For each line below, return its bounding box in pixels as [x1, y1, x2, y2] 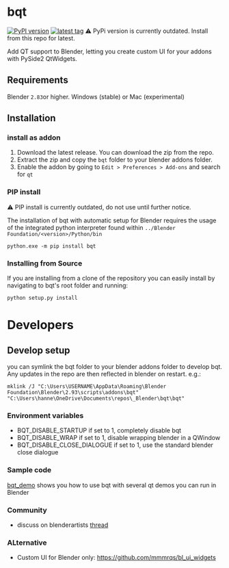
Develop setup [7, 344, 70, 356]
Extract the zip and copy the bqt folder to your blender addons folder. [16, 155, 213, 164]
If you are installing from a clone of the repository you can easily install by [7, 274, 215, 283]
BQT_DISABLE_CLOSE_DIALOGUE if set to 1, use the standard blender [16, 441, 214, 449]
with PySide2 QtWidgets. [7, 54, 77, 62]
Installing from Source [7, 258, 83, 268]
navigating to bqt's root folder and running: [7, 281, 129, 289]
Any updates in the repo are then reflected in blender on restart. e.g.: [7, 370, 202, 378]
